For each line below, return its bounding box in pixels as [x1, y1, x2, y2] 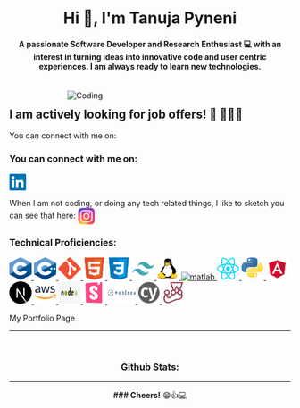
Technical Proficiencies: [9, 237, 117, 249]
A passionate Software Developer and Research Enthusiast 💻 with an [18, 38, 282, 49]
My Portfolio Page [9, 312, 76, 323]
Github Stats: [120, 361, 180, 373]
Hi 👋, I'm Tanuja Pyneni [62, 8, 237, 29]
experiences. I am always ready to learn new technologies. [38, 61, 262, 71]
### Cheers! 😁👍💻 [112, 390, 187, 401]
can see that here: [9, 210, 76, 221]
